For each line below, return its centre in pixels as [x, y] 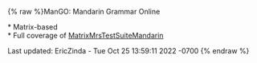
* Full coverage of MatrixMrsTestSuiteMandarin [86, 35]
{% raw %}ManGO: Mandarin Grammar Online [84, 12]
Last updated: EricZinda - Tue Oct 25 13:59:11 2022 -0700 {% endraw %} [128, 51]
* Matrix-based [33, 27]
